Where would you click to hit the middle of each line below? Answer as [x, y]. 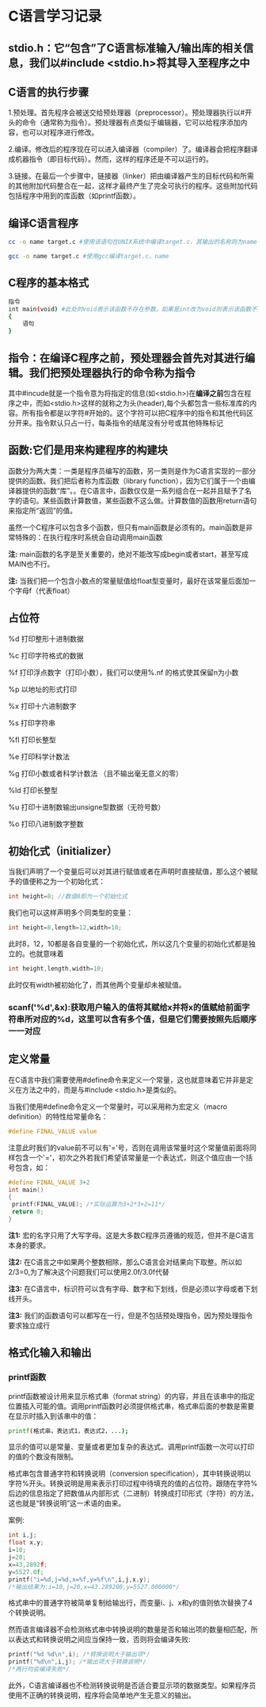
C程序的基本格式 [49, 283]
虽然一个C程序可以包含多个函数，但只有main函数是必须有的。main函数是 [127, 527]
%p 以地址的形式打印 [43, 689]
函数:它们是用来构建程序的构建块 [88, 450]
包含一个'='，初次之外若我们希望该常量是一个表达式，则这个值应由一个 [130, 1157]
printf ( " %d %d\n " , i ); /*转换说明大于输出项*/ [79, 1655]
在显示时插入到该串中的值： [53, 1416]
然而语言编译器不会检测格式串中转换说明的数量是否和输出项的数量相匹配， [129, 1629]
